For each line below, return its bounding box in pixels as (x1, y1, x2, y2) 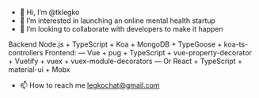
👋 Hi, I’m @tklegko (19, 8, 80, 17)
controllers (8, 48, 44, 57)
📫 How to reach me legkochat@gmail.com (19, 81, 160, 90)
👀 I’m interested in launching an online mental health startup (19, 16, 216, 25)
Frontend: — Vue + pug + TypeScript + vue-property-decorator (44, 48, 252, 57)
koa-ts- (223, 40, 249, 49)
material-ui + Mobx (8, 65, 70, 74)
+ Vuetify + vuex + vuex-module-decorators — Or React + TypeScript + (8, 56, 243, 66)
